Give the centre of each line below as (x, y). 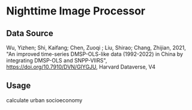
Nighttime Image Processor (76, 11)
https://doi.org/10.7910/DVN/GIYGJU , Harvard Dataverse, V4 (81, 67)
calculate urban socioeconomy (44, 100)
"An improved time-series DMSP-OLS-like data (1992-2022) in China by (95, 54)
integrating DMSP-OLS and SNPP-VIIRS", (57, 60)
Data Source (30, 33)
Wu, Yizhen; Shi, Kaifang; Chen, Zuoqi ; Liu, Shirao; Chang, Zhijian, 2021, (96, 47)
